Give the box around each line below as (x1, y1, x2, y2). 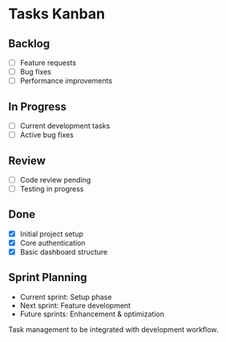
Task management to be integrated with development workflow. (8, 324, 219, 334)
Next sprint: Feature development (19, 300, 131, 310)
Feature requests (19, 58, 77, 67)
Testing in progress (19, 184, 84, 193)
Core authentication (19, 238, 86, 247)
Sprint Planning (8, 271, 87, 284)
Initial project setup (19, 229, 84, 239)
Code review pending (19, 175, 91, 184)
